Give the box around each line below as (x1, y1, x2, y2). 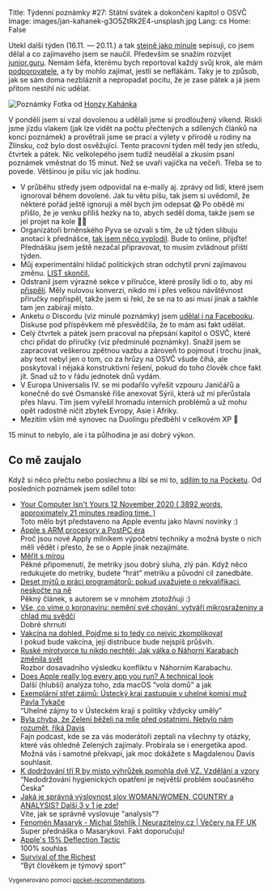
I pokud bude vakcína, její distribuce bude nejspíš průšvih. (19, 636, 215, 647)
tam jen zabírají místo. (19, 303, 94, 312)
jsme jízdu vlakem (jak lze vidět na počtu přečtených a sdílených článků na (8, 124, 257, 133)
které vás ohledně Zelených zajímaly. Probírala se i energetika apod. (19, 740, 248, 750)
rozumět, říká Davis (19, 723, 85, 733)
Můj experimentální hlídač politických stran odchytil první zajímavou (19, 260, 247, 269)
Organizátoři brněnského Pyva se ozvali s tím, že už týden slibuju (19, 225, 238, 235)
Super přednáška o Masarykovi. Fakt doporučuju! (19, 826, 185, 835)
